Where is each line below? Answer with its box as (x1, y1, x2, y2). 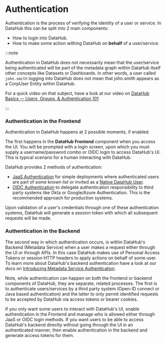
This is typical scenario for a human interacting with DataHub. (5, 154, 132, 160)
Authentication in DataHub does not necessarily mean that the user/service (5, 59, 159, 65)
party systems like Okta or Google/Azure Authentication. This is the (12, 190, 151, 196)
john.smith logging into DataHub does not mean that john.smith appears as (5, 75, 160, 81)
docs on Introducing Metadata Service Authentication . (5, 265, 116, 271)
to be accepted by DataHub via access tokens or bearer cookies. (5, 296, 138, 302)
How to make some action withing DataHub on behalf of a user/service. (12, 40, 160, 46)
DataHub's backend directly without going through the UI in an (5, 322, 133, 328)
